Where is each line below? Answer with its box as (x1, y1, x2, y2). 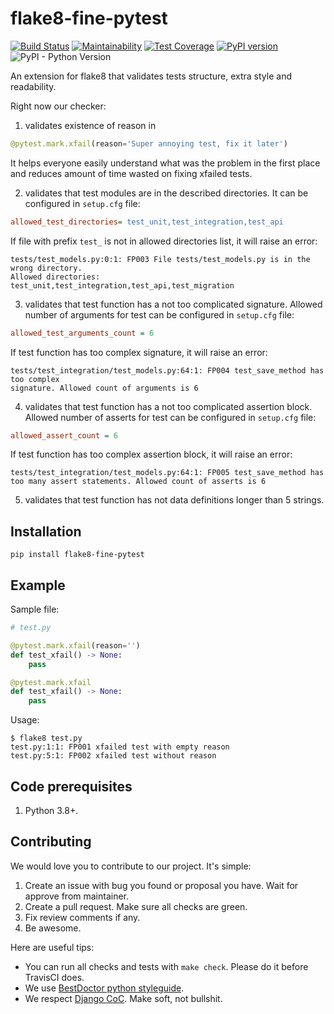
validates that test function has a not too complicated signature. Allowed (24, 298, 323, 310)
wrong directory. (10, 263, 83, 273)
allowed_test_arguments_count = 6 (10, 328, 155, 338)
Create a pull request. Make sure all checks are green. (24, 900, 248, 912)
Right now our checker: (10, 100, 107, 112)
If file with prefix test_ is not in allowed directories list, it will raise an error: (10, 235, 318, 247)
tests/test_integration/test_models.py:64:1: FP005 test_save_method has (10, 468, 325, 478)
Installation (10, 523, 82, 540)
